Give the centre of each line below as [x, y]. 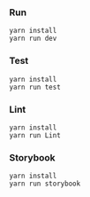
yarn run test [35, 87]
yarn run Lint [35, 135]
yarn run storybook [45, 184]
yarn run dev [33, 39]
